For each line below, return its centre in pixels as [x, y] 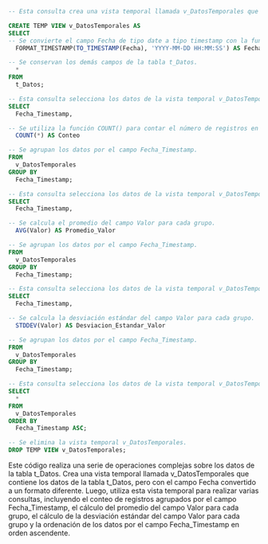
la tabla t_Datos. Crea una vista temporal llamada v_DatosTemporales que [129, 474]
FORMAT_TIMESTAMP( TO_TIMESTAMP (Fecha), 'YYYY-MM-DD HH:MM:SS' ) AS [128, 48]
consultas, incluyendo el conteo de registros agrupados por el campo [122, 499]
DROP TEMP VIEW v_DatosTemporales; [67, 450]
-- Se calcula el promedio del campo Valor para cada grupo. [112, 223]
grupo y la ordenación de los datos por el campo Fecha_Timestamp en [124, 524]
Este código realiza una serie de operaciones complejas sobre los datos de [132, 465]
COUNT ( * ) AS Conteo [48, 135]
